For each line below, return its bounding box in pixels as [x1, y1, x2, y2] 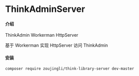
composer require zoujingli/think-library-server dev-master [5, 66, 135, 71]
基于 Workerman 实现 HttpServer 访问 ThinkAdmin [5, 42, 108, 48]
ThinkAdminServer [5, 3, 85, 15]
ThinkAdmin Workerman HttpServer [5, 32, 78, 38]
